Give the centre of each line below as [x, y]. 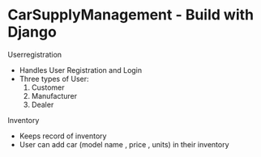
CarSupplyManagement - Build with [131, 15]
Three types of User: [54, 78]
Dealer [43, 104]
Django [32, 32]
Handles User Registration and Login [81, 70]
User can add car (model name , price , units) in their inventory [124, 144]
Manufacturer [54, 95]
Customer [48, 87]
